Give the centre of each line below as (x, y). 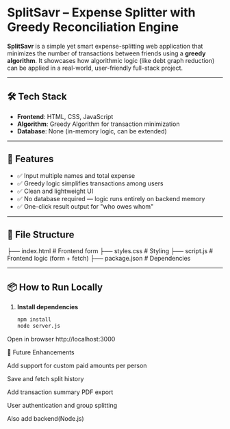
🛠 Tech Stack (37, 97)
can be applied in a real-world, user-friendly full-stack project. (95, 68)
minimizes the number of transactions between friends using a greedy (106, 53)
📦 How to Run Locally (55, 287)
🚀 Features (30, 159)
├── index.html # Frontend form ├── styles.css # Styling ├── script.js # (110, 251)
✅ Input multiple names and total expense (76, 175)
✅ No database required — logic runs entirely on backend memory (111, 198)
